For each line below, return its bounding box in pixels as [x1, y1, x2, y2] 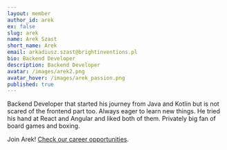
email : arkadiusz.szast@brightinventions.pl [7, 49, 138, 56]
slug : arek [7, 29, 39, 37]
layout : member [7, 10, 51, 17]
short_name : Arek [7, 42, 57, 49]
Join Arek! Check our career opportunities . [7, 135, 129, 144]
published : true [7, 81, 54, 88]
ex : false [7, 23, 36, 30]
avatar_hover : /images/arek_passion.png [7, 74, 126, 82]
